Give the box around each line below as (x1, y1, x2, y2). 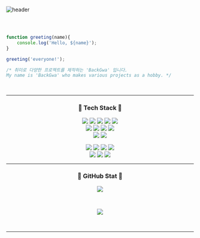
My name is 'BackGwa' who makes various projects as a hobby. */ (6, 72, 171, 79)
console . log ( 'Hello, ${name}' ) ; (17, 39, 97, 46)
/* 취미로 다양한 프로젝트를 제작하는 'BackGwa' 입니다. (6, 67, 128, 73)
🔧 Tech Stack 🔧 (78, 104, 122, 112)
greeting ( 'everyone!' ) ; (6, 56, 65, 62)
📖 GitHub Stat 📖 (77, 172, 123, 180)
